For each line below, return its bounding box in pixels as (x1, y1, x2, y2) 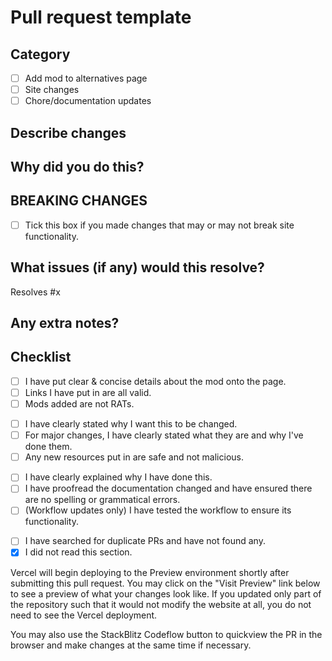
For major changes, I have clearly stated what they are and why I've (24, 429, 304, 441)
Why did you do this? (10, 158, 145, 175)
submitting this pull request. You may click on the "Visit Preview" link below (10, 577, 321, 589)
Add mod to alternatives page (24, 72, 148, 84)
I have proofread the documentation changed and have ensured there (24, 482, 313, 495)
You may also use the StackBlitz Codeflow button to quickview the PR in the (10, 628, 323, 640)
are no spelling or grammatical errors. (24, 494, 181, 506)
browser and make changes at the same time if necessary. (10, 639, 252, 651)
